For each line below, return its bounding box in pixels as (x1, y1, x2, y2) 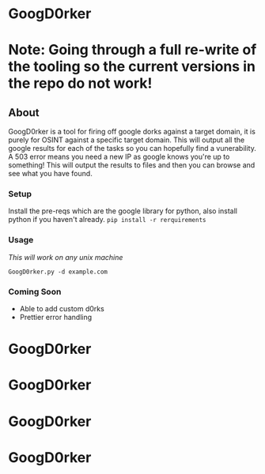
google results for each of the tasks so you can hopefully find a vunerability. (8, 144, 257, 153)
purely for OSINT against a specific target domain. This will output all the (8, 135, 245, 145)
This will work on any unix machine (8, 252, 123, 261)
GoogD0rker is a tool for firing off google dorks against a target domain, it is (8, 127, 256, 137)
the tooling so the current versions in (8, 58, 256, 76)
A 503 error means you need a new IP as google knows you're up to (8, 152, 230, 162)
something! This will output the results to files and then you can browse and (8, 160, 256, 170)
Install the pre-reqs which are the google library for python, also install (8, 206, 238, 216)
